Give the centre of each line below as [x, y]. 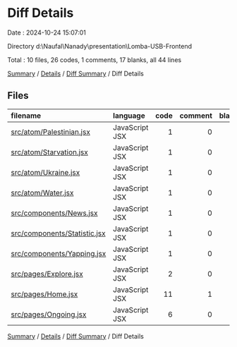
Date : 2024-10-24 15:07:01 [47, 32]
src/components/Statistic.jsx [58, 233]
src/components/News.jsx [54, 213]
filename [26, 116]
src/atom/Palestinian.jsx [50, 132]
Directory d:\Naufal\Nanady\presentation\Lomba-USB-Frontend [100, 46]
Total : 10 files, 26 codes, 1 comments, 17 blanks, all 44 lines [95, 60]
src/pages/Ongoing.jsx [49, 314]
